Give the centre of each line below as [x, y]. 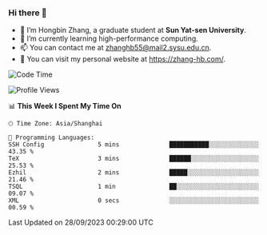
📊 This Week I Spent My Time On [65, 106]
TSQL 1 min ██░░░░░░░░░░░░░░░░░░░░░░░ [134, 187]
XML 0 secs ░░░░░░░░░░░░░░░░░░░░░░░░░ [134, 201]
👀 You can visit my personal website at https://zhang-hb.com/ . [123, 59]
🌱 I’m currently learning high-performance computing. [109, 38]
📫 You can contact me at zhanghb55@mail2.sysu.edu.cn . [116, 48]
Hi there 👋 [28, 13]
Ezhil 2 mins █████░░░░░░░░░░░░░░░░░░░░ [134, 173]
